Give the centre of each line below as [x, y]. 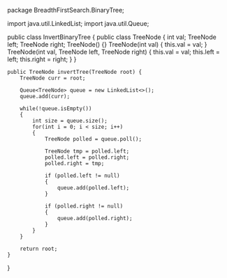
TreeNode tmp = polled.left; [87, 151]
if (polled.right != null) [84, 206]
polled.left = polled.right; [87, 157]
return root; [39, 249]
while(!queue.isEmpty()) [56, 109]
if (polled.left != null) [82, 176]
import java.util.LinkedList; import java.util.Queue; [78, 23]
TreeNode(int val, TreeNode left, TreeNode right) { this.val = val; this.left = [113, 52]
